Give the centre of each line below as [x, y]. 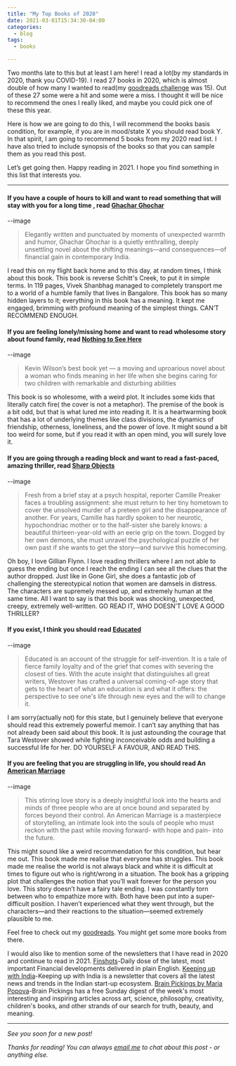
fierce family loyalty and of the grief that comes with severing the [119, 666]
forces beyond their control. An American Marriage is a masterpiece [123, 815]
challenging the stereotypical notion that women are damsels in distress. [112, 583]
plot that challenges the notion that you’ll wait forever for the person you [112, 881]
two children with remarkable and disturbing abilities [100, 383]
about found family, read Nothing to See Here [74, 339]
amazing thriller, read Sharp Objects [61, 465]
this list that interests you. [45, 175]
